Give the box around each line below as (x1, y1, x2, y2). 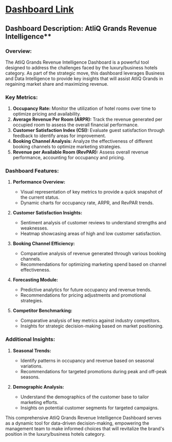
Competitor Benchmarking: (12, 308, 73, 314)
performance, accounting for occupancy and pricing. (12, 155, 125, 161)
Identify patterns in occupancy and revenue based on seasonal (20, 357, 154, 363)
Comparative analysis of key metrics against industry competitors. (20, 317, 161, 324)
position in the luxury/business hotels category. (5, 431, 106, 437)
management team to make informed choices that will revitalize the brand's (5, 425, 165, 432)
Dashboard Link (5, 4, 74, 15)
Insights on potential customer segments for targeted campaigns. (20, 405, 159, 411)
